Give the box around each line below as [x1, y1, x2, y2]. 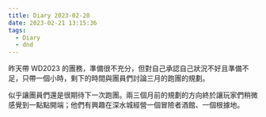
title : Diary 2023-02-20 [8, 11, 90, 20]
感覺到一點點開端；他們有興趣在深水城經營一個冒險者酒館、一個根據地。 [8, 100, 244, 110]
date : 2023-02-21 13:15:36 [8, 19, 97, 27]
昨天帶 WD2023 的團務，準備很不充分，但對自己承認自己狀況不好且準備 [8, 64, 243, 74]
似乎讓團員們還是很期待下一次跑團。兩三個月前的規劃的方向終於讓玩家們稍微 [8, 90, 258, 100]
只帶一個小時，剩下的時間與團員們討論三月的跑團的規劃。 [21, 74, 210, 83]
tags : [8, 26, 26, 34]
